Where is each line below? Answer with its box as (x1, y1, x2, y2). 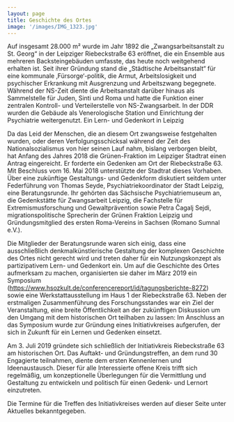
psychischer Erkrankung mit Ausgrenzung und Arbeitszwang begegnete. (7, 79, 217, 88)
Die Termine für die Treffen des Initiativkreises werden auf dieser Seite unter (7, 400, 226, 408)
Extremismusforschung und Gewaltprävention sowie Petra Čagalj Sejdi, (7, 203, 212, 212)
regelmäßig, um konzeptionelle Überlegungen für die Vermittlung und (7, 371, 207, 380)
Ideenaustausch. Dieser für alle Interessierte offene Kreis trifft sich (7, 364, 198, 373)
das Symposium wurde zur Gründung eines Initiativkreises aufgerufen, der (7, 321, 221, 329)
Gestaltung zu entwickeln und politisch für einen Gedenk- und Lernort (7, 379, 208, 387)
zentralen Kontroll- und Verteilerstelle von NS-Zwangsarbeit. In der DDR (7, 102, 214, 110)
